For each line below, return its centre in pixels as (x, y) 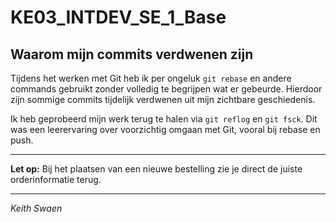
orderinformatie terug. (56, 179)
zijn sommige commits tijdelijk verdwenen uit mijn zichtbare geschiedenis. (163, 99)
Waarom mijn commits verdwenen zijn (132, 54)
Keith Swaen (36, 208)
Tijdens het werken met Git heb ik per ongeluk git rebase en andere (151, 78)
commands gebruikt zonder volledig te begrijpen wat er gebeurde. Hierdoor (166, 89)
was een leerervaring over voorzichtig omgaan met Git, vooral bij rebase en (165, 129)
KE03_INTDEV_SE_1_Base (118, 17)
